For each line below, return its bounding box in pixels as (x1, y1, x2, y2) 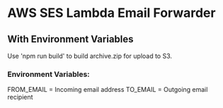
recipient (7, 93, 33, 102)
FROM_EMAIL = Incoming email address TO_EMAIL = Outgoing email (7, 85, 208, 94)
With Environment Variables (7, 33, 134, 45)
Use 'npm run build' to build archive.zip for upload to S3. (7, 52, 172, 60)
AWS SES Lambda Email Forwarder (7, 5, 216, 21)
